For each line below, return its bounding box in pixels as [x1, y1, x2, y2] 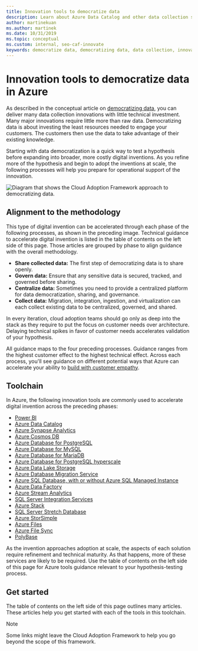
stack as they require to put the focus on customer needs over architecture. [6, 321, 190, 328]
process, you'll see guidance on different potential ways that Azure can [6, 358, 179, 365]
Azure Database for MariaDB [14, 452, 84, 459]
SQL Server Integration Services [14, 496, 93, 503]
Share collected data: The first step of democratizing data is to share [14, 259, 184, 266]
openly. [14, 266, 33, 273]
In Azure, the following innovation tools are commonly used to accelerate [6, 397, 184, 404]
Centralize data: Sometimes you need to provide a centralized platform [14, 284, 189, 292]
